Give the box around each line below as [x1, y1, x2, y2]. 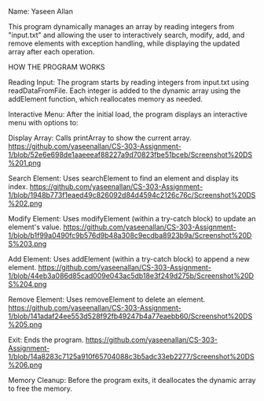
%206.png [8, 360, 42, 369]
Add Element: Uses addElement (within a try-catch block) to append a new [8, 254, 250, 263]
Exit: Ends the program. [8, 335, 84, 344]
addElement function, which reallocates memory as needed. [8, 95, 203, 103]
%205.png [8, 320, 42, 329]
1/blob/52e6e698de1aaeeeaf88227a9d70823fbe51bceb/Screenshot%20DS [8, 150, 253, 159]
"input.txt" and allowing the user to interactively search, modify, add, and [8, 31, 245, 39]
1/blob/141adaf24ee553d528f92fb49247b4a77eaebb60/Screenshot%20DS [8, 311, 253, 321]
